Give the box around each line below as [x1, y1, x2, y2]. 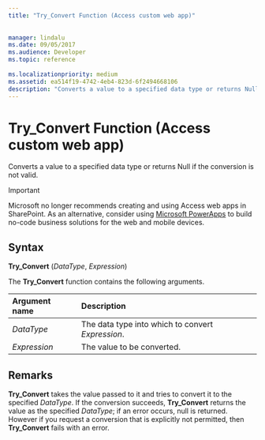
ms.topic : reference [8, 56, 77, 64]
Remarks [8, 368, 54, 382]
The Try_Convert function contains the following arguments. [8, 277, 205, 287]
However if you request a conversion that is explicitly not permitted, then [8, 414, 244, 423]
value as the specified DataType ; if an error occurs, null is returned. [8, 406, 228, 416]
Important [8, 186, 40, 195]
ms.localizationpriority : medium [8, 70, 118, 78]
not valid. [8, 171, 39, 180]
